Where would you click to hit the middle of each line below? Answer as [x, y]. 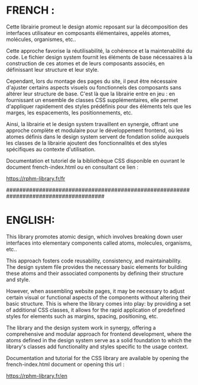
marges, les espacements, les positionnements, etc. [69, 113]
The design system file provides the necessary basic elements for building [97, 267]
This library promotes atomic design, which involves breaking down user [95, 236]
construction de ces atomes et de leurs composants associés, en [85, 63]
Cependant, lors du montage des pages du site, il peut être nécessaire [92, 81]
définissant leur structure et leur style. [53, 69]
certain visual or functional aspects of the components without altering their [98, 297]
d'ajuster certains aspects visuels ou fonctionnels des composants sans [94, 87]
